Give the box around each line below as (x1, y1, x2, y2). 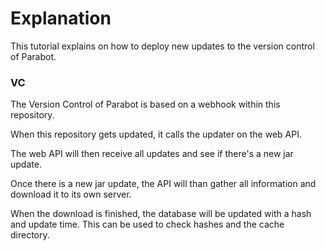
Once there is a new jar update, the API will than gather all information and (10, 178, 317, 190)
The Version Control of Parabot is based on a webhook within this (10, 98, 281, 111)
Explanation (10, 7, 112, 30)
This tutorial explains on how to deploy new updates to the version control (10, 40, 315, 52)
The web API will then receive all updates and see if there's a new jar (10, 148, 294, 160)
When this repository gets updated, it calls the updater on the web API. (10, 128, 302, 141)
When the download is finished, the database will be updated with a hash (10, 208, 312, 220)
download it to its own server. (10, 188, 132, 201)
